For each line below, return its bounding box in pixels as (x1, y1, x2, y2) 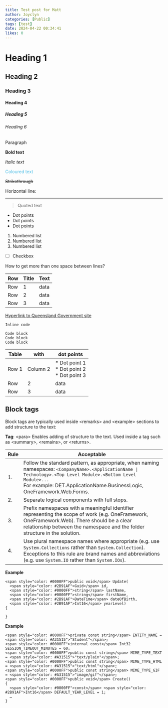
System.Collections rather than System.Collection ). (23, 544, 145, 551)
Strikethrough (5, 178, 33, 184)
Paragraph (5, 139, 27, 146)
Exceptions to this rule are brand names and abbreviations (23, 550, 160, 557)
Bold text (5, 149, 24, 155)
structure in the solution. (23, 529, 81, 536)
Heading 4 (5, 100, 27, 106)
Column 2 (27, 365, 50, 372)
